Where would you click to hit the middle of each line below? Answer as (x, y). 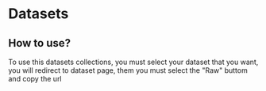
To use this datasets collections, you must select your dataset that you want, (133, 62)
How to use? (40, 43)
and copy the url (35, 79)
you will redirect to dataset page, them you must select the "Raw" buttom (128, 70)
